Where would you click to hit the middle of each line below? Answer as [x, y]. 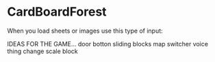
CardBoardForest [57, 12]
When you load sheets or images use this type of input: [85, 31]
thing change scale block [43, 51]
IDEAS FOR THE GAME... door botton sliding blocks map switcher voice [108, 44]
